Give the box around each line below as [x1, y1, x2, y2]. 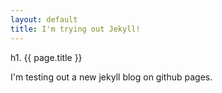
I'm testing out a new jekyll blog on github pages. [10, 71, 213, 83]
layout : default [10, 14, 78, 25]
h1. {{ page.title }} [10, 51, 83, 63]
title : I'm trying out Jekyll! [10, 24, 141, 34]
